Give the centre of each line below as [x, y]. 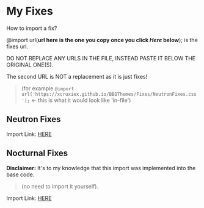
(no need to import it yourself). [60, 186]
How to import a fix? [32, 28]
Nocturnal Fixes [37, 153]
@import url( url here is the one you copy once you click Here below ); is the [102, 40]
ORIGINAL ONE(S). [30, 65]
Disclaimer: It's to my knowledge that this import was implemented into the [101, 168]
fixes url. [17, 46]
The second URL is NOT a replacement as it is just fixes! [77, 76]
